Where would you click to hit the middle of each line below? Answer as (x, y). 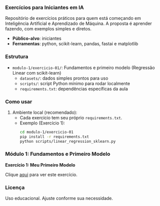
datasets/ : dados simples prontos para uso (64, 78)
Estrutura (17, 57)
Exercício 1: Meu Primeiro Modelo (40, 165)
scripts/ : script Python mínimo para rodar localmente (75, 83)
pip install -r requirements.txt (54, 137)
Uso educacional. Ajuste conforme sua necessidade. (59, 199)
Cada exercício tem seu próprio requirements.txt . (71, 117)
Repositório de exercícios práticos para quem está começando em (73, 18)
